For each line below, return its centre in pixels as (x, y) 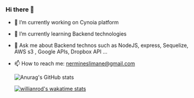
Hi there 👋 (20, 10)
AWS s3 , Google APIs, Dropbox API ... (61, 52)
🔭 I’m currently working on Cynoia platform (66, 23)
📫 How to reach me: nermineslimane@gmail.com (75, 64)
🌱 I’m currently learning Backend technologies (70, 34)
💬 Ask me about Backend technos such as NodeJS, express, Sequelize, (101, 45)
